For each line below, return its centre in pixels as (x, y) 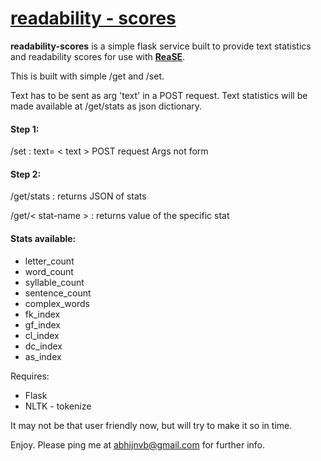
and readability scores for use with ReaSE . (98, 56)
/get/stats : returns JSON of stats (78, 196)
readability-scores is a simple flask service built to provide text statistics (161, 46)
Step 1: (25, 129)
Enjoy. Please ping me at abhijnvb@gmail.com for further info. (138, 444)
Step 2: (26, 174)
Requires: (30, 376)
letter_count (49, 261)
